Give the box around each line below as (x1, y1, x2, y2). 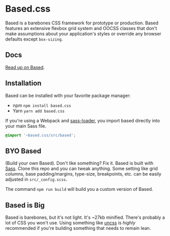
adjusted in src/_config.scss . (5, 176, 67, 183)
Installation (5, 79, 42, 88)
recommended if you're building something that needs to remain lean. (5, 225, 151, 231)
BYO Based (5, 147, 42, 155)
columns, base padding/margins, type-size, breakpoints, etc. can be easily (5, 171, 161, 177)
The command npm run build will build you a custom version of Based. (5, 186, 153, 192)
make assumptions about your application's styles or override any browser (5, 30, 161, 37)
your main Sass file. (5, 123, 47, 129)
